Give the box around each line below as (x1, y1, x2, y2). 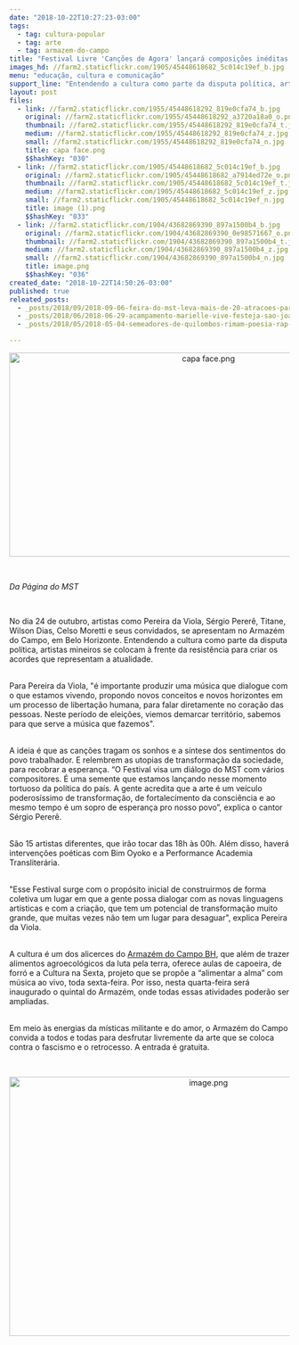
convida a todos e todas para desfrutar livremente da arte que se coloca (9, 1032, 274, 1043)
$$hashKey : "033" (25, 211, 90, 221)
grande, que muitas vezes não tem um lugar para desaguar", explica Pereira (9, 912, 287, 923)
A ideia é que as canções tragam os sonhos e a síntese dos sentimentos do (9, 746, 287, 755)
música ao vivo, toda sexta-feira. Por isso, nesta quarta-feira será (9, 978, 250, 987)
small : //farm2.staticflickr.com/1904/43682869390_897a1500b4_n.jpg (25, 253, 285, 263)
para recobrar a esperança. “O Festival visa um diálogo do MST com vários (9, 764, 285, 774)
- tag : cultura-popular (17, 29, 105, 38)
